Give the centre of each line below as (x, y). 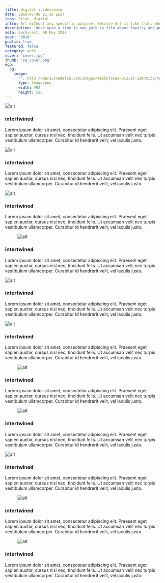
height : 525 (30, 92)
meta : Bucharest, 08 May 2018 (36, 33)
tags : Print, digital (27, 19)
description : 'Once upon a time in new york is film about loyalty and (80, 28)
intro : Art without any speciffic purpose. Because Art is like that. (79, 23)
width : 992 (29, 87)
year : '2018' (18, 37)
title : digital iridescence (34, 10)
